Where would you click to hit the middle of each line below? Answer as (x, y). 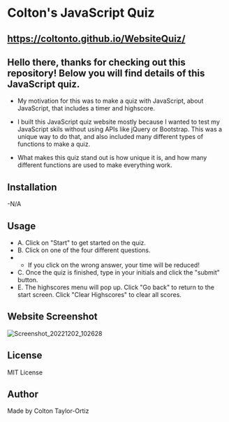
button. (28, 280)
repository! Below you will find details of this (106, 73)
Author (23, 394)
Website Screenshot (52, 317)
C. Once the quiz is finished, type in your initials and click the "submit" (118, 272)
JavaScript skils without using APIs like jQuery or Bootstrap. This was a (119, 129)
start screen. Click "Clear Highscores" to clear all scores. (99, 295)
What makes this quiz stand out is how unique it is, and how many (112, 158)
